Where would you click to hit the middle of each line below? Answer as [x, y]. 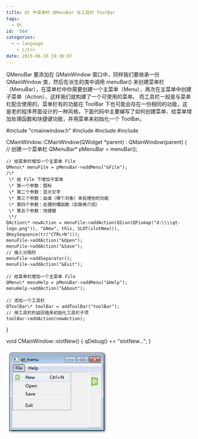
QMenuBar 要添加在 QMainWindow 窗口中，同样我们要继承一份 [83, 74]
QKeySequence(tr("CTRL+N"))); [43, 234]
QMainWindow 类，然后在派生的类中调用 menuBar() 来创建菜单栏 [85, 82]
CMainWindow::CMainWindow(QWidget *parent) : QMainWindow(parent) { [97, 142]
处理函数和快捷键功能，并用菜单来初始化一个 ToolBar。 [78, 119]
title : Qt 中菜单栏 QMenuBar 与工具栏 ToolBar [61, 12]
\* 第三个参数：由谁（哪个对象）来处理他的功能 [59, 198]
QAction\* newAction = [34, 222]
